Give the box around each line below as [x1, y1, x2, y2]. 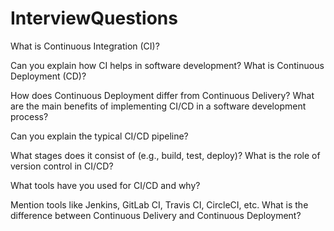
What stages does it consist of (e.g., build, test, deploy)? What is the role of [10, 149, 321, 161]
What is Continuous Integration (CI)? [10, 40, 160, 52]
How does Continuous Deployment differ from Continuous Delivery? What [10, 89, 315, 101]
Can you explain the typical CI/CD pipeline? [10, 130, 189, 142]
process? [10, 110, 49, 122]
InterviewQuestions [10, 7, 178, 30]
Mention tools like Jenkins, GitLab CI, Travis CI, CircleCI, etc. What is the [10, 198, 309, 211]
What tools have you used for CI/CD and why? [10, 179, 201, 191]
